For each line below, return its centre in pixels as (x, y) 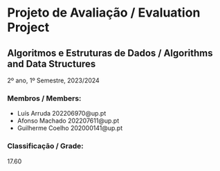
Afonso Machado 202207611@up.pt (68, 121)
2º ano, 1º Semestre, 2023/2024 (54, 80)
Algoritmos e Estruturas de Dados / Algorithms (110, 53)
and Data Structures (52, 64)
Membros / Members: (44, 98)
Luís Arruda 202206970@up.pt (62, 114)
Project (28, 27)
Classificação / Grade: (46, 146)
